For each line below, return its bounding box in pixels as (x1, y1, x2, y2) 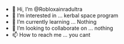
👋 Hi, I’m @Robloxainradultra (11, 6, 83, 12)
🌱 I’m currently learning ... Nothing (11, 18, 97, 25)
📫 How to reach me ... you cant (11, 32, 91, 38)
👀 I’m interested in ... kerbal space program (11, 12, 119, 19)
